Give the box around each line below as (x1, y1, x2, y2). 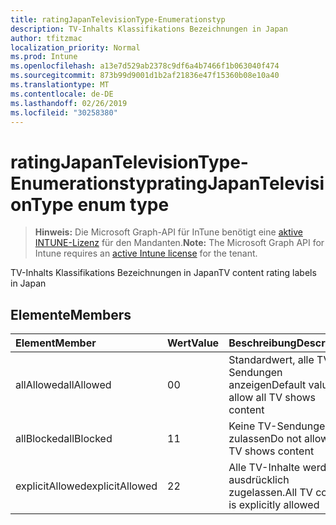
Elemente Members (10, 306, 132, 323)
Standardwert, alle (228, 353, 315, 367)
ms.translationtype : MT (10, 80, 110, 90)
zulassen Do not (228, 432, 302, 446)
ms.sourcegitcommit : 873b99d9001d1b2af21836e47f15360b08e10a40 (10, 71, 280, 81)
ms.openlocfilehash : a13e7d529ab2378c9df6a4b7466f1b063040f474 (10, 61, 280, 71)
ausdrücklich (228, 473, 290, 487)
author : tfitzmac (10, 33, 83, 43)
